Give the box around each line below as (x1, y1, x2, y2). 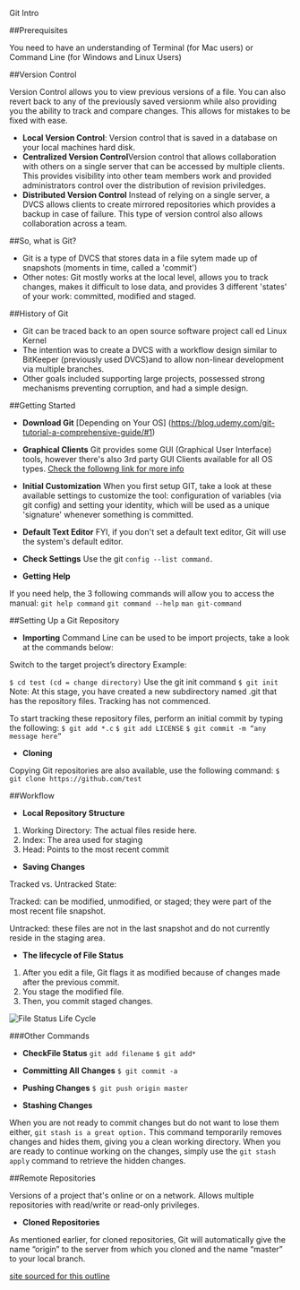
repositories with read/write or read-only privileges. (9, 1200, 200, 1210)
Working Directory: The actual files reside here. (21, 825, 197, 836)
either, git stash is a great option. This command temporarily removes (9, 1127, 282, 1137)
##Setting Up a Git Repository (9, 615, 120, 625)
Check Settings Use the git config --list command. (21, 554, 214, 563)
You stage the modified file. (21, 986, 124, 997)
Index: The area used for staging (21, 835, 143, 845)
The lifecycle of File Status (21, 950, 124, 960)
